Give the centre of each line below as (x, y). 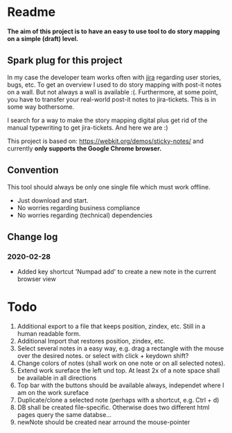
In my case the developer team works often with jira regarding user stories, (114, 77)
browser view (37, 279)
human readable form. (49, 334)
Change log (33, 237)
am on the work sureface (53, 393)
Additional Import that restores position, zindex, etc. (91, 341)
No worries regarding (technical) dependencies (85, 215)
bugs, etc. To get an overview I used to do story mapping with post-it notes (114, 85)
